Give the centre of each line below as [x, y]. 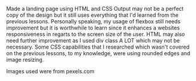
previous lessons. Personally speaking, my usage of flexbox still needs [94, 21]
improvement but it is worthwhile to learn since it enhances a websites [93, 28]
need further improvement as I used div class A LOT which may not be [93, 40]
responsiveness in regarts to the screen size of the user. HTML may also [96, 34]
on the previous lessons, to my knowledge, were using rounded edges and [98, 53]
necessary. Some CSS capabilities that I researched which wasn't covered [98, 47]
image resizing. [25, 60]
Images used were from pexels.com [50, 71]
